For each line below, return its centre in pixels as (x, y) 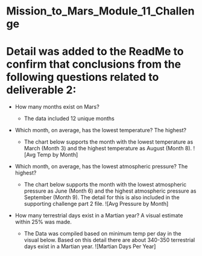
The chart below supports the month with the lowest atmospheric (105, 185)
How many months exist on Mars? (57, 107)
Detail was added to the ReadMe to (95, 52)
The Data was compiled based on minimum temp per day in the (103, 234)
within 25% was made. (43, 222)
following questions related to (83, 77)
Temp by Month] (58, 155)
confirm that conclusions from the (94, 64)
